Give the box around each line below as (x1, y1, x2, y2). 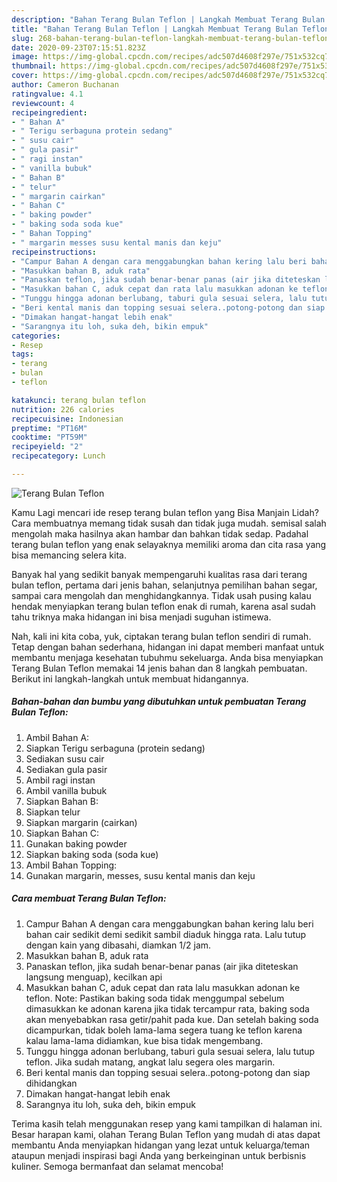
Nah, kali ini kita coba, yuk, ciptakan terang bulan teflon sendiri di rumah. (11, 630, 312, 642)
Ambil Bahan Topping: (25, 859, 118, 871)
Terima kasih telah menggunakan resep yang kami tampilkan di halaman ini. (11, 1117, 323, 1130)
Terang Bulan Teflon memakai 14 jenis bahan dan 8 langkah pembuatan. (11, 662, 308, 674)
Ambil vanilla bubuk (25, 784, 108, 796)
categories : (11, 331, 61, 341)
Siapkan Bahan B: (25, 795, 99, 807)
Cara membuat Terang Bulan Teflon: (11, 892, 167, 905)
